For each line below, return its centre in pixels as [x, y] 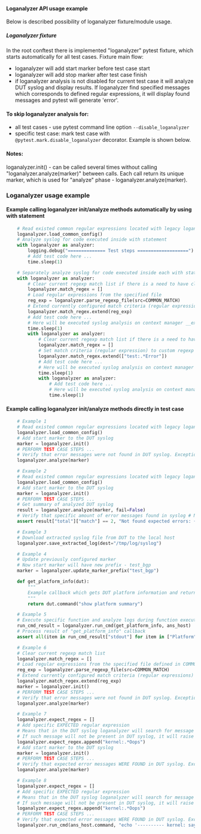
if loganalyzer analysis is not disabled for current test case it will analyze [104, 81]
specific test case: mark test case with [62, 134]
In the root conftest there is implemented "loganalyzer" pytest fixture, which [100, 50]
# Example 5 [32, 615]
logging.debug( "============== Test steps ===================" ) [111, 251]
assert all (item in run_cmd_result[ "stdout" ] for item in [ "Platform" [107, 637]
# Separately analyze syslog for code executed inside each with [100, 272]
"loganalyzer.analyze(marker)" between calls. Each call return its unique [95, 173]
